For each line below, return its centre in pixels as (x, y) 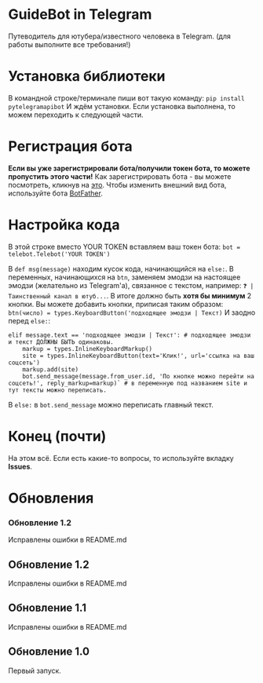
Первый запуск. (35, 670)
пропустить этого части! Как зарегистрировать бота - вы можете (120, 176)
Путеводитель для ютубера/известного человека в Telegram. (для (120, 36)
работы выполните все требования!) (69, 44)
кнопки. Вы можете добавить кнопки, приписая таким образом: (116, 304)
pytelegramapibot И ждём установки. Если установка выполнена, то (122, 106)
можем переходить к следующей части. (76, 115)
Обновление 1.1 (47, 608)
